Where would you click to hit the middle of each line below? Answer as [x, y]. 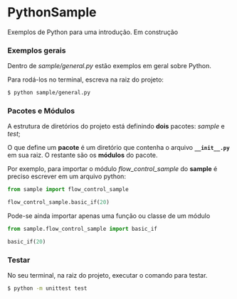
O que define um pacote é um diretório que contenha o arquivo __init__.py [118, 148]
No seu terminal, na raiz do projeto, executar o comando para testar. [107, 276]
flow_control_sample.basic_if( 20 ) [59, 202]
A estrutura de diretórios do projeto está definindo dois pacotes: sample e [116, 126]
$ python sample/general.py [49, 93]
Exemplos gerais [37, 50]
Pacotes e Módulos [41, 111]
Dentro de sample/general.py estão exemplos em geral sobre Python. [109, 66]
